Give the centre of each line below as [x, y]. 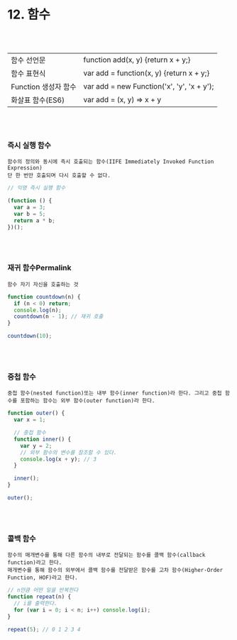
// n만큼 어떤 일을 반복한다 [43, 590]
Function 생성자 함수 [44, 87]
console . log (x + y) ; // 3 [59, 459]
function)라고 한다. [35, 563]
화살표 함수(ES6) [38, 100]
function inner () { [43, 439]
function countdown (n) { [44, 297]
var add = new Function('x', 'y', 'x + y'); [149, 86]
